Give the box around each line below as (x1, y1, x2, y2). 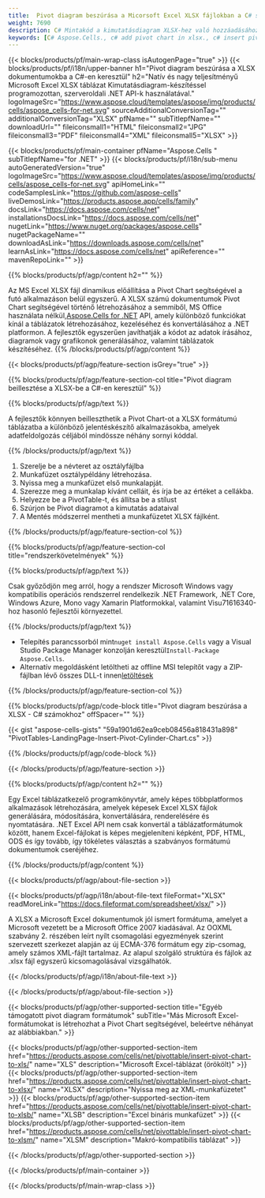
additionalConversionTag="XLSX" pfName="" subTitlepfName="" (8, 114, 221, 123)
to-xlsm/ (8, 1135, 35, 1145)
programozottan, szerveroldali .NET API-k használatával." (8, 88, 195, 99)
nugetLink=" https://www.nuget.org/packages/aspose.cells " (8, 222, 203, 231)
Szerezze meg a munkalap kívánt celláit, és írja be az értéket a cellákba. (19, 486, 254, 496)
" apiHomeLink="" (106, 179, 166, 190)
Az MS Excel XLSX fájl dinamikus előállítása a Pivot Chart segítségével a (8, 286, 243, 295)
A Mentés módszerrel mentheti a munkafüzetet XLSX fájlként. (19, 512, 220, 521)
